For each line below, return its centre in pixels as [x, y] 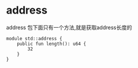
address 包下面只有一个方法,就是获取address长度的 [69, 27]
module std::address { [34, 38]
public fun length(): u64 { [51, 44]
